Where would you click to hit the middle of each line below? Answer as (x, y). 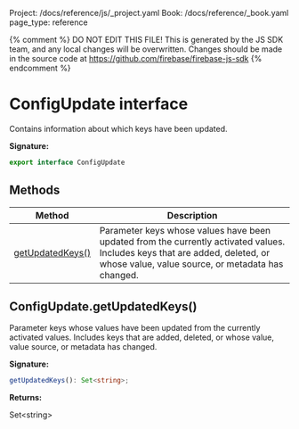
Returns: (26, 398)
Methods (35, 190)
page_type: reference (48, 22)
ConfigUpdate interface (99, 104)
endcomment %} (40, 68)
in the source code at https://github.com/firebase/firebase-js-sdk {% (136, 58)
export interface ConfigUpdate (67, 162)
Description (192, 215)
